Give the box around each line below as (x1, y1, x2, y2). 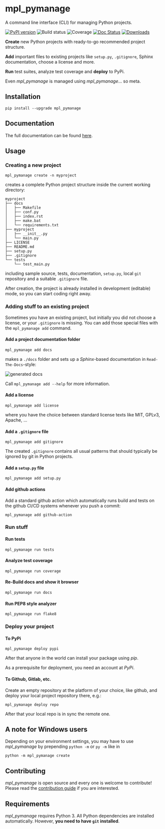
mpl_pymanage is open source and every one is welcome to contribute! (5, 780, 152, 786)
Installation (5, 92, 41, 101)
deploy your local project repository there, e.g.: (5, 692, 102, 698)
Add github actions (5, 486, 46, 492)
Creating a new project (5, 162, 61, 168)
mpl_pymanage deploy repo (5, 702, 59, 707)
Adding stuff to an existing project (5, 303, 89, 310)
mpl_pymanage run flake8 (5, 612, 57, 617)
